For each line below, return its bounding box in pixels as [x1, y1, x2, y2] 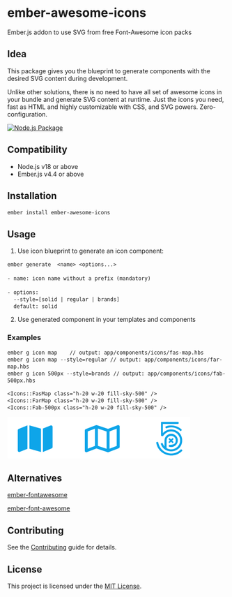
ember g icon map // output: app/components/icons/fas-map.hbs [7, 349, 204, 357]
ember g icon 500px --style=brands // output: [7, 370, 145, 378]
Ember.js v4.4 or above [17, 170, 84, 178]
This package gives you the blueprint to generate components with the [7, 66, 211, 75]
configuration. [7, 110, 47, 118]
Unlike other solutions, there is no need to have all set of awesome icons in [7, 87, 222, 96]
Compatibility [7, 144, 68, 156]
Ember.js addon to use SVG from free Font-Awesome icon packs [7, 28, 192, 36]
